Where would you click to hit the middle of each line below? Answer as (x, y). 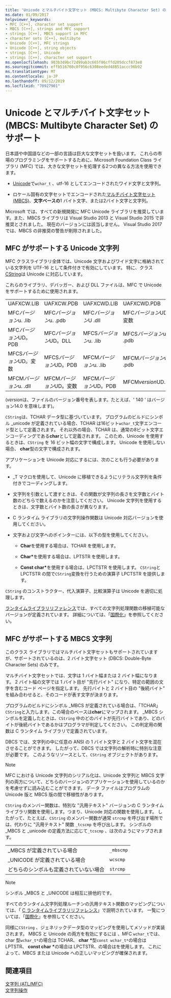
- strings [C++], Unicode (33, 53)
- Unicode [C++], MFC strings (37, 43)
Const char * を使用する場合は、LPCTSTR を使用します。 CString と (90, 567)
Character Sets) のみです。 (33, 665)
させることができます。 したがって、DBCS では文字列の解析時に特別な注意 (83, 748)
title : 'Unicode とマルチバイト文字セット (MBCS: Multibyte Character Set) (83, 10)
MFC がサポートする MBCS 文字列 (59, 639)
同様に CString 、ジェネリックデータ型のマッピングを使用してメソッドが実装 (85, 928)
